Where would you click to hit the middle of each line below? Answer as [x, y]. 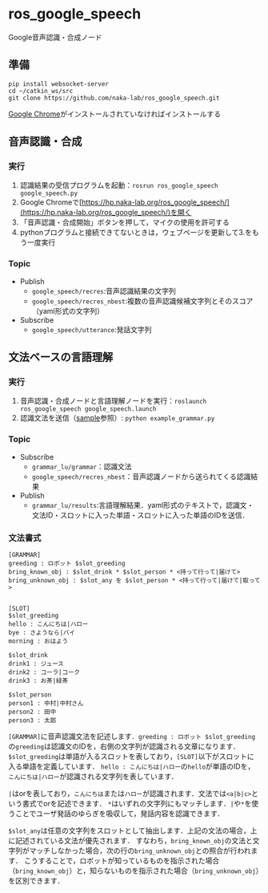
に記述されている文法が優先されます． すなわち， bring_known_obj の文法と [131, 841]
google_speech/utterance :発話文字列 [92, 329]
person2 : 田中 [32, 712]
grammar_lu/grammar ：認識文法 [82, 466]
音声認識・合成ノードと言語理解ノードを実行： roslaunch [113, 401]
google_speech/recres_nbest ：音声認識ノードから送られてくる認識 [141, 476]
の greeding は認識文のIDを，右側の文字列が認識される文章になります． [124, 746]
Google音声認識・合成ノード [55, 37]
